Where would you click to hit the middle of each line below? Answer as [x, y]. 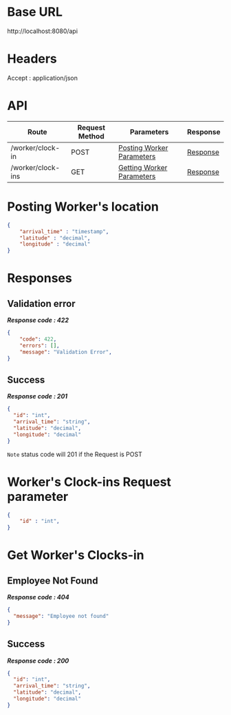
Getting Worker [143, 167]
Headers [32, 59]
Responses [40, 278]
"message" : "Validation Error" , [66, 352]
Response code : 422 [38, 320]
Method [91, 136]
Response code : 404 [38, 597]
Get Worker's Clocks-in [76, 555]
